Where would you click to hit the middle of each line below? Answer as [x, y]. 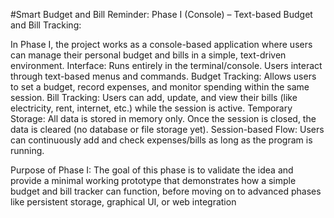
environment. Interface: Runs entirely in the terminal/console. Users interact [166, 65]
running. [27, 150]
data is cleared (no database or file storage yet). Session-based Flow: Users [167, 129]
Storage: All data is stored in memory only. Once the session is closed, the [163, 118]
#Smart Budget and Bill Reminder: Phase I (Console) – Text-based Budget [161, 14]
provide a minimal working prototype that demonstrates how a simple [153, 180]
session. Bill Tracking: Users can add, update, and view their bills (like [154, 97]
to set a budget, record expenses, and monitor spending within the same [160, 87]
